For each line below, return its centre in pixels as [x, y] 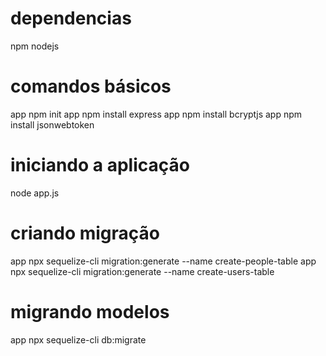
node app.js [35, 193]
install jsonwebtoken [52, 124]
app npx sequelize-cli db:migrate [78, 339]
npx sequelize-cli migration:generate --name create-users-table [142, 271]
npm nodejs [35, 46]
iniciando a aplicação [100, 165]
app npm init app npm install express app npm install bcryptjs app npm [156, 114]
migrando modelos [90, 311]
